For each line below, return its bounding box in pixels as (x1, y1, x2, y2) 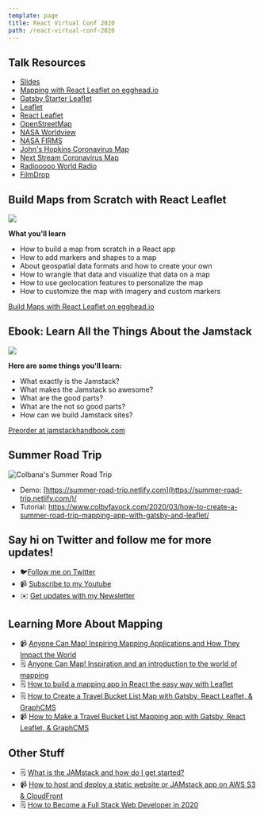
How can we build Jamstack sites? (19, 410, 133, 420)
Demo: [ (19, 485, 46, 494)
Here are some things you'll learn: (8, 361, 122, 370)
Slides (19, 77, 40, 87)
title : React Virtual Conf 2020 (8, 19, 115, 27)
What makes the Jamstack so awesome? (19, 385, 154, 394)
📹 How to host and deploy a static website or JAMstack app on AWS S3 (19, 780, 256, 789)
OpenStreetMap (19, 119, 73, 129)
